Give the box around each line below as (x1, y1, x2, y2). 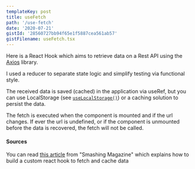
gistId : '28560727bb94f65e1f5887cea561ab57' (6, 31, 118, 37)
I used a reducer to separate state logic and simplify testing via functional (6, 70, 185, 77)
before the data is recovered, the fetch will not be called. (6, 125, 144, 131)
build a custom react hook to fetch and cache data (6, 157, 129, 164)
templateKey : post (6, 8, 51, 15)
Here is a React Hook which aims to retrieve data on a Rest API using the (6, 53, 183, 59)
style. (6, 76, 19, 83)
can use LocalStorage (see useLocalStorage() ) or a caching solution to (6, 94, 178, 101)
